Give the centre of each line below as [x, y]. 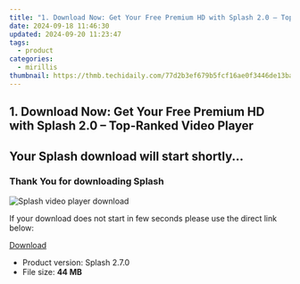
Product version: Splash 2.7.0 [76, 262]
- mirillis [37, 68]
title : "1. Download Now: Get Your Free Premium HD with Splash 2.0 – [143, 17]
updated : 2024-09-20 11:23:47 [66, 34]
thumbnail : [29, 76]
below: [21, 228]
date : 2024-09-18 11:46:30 [59, 26]
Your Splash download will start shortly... [126, 156]
